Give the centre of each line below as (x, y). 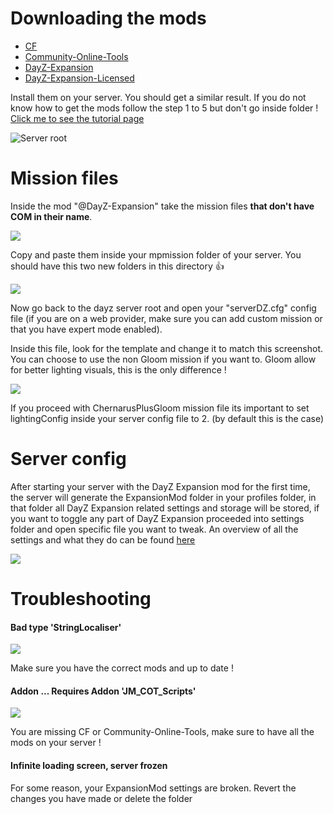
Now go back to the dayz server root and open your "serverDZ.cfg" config (163, 308)
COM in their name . (51, 216)
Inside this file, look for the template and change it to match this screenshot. (167, 348)
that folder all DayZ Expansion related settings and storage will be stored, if (165, 508)
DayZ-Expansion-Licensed (79, 78)
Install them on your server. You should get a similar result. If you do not (158, 97)
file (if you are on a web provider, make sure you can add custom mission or (166, 318)
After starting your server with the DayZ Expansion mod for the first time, (160, 486)
